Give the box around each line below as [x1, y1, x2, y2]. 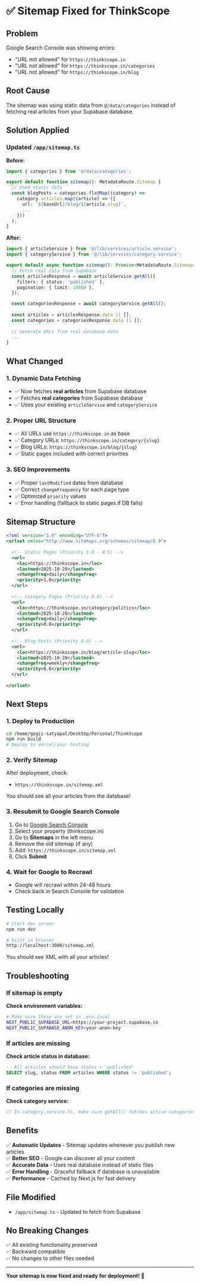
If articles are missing [6, 1039, 70, 1047]
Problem [6, 28, 39, 38]
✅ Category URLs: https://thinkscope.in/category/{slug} [14, 437, 160, 444]
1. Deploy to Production [6, 717, 75, 725]
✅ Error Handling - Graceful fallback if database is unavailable [6, 1168, 160, 1175]
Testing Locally [6, 905, 64, 915]
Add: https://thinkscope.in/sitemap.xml [14, 847, 116, 854]
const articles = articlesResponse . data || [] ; [11, 312, 132, 318]
